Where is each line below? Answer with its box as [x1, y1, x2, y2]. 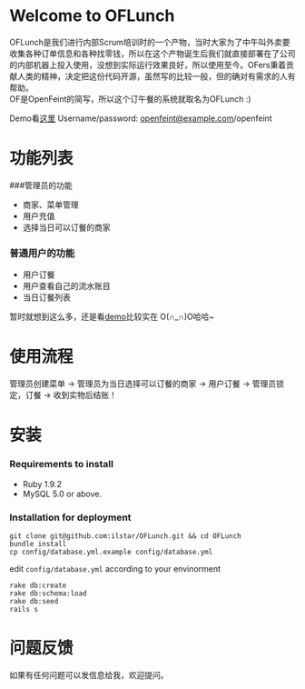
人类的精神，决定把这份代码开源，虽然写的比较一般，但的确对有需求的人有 [16, 70, 296, 82]
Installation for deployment [9, 511, 132, 524]
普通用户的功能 [9, 246, 75, 259]
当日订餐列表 [22, 292, 71, 303]
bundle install [9, 539, 67, 548]
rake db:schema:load [9, 588, 88, 598]
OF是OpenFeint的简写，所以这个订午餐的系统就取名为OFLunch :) [9, 93, 251, 105]
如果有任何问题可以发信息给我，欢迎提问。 [9, 669, 169, 680]
